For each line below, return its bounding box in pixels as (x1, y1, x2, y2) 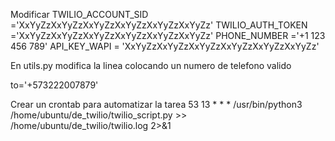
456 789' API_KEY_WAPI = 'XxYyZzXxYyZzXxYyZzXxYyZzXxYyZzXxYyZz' (10, 40, 320, 52)
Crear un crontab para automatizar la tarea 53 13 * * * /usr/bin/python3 (10, 99, 303, 110)
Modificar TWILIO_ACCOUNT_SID (10, 9, 149, 20)
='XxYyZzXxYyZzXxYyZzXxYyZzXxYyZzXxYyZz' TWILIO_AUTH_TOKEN (10, 19, 308, 31)
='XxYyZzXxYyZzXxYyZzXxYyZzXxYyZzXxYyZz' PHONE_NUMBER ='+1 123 (10, 30, 326, 41)
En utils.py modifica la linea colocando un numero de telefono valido (10, 60, 292, 71)
